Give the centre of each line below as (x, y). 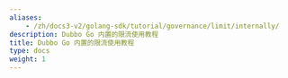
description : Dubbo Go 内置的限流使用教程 (84, 34)
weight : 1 (28, 59)
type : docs (30, 51)
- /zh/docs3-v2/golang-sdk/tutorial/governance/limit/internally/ (153, 26)
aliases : (26, 17)
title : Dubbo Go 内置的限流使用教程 (72, 43)
